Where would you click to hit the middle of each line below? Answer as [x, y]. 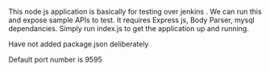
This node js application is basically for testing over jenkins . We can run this [135, 12]
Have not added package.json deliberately [79, 44]
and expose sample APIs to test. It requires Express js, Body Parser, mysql [132, 20]
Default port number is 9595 [55, 60]
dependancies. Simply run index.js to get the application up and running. [129, 28]
